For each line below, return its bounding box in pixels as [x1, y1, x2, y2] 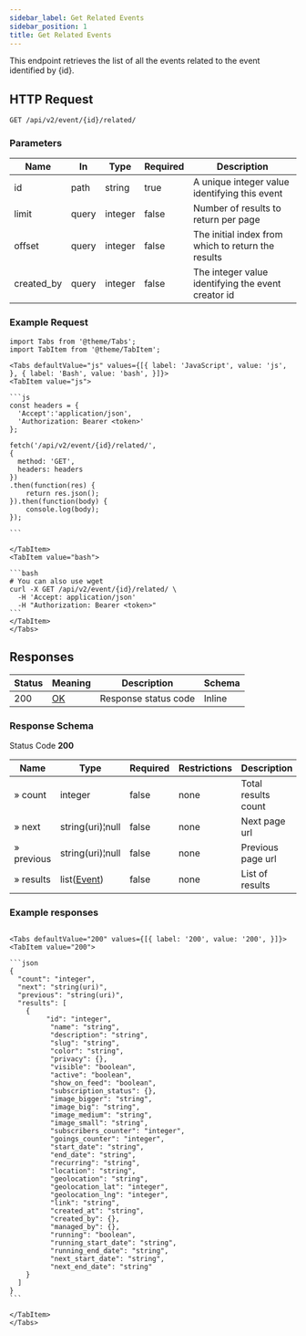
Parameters [9, 137, 62, 150]
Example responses [9, 906, 98, 919]
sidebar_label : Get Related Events [9, 13, 145, 23]
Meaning [51, 677, 91, 689]
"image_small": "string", [49, 1119, 148, 1128]
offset [14, 239, 39, 252]
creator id [192, 289, 235, 301]
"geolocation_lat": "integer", [49, 1183, 169, 1192]
